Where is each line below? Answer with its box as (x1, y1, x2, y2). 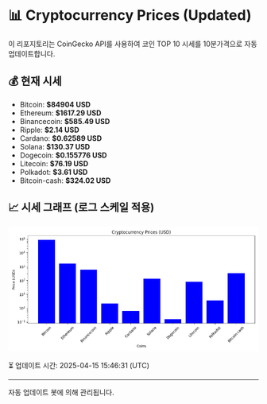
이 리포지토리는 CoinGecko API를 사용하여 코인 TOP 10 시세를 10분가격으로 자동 (8, 39, 257, 49)
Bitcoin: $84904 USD (19, 99, 91, 109)
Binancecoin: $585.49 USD (19, 116, 110, 126)
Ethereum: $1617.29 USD (19, 108, 102, 118)
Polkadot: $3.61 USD (19, 167, 88, 177)
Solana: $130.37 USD (19, 142, 91, 151)
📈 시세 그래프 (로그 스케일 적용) (8, 200, 155, 215)
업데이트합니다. (8, 49, 56, 58)
